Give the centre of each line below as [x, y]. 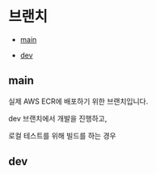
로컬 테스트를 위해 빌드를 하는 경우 [62, 135]
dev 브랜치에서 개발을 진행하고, [58, 118]
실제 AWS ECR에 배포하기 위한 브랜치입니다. [78, 101]
